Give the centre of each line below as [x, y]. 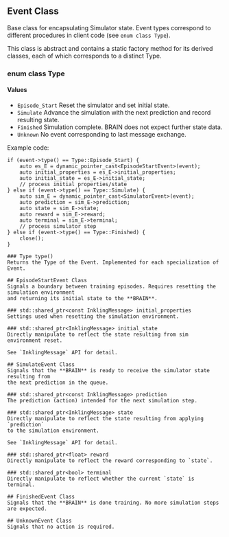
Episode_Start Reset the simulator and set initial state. [93, 105]
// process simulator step [58, 226]
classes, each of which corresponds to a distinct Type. [84, 56]
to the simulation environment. [53, 431]
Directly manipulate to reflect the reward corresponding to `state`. [110, 460]
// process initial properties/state [73, 184]
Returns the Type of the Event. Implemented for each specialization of [113, 262]
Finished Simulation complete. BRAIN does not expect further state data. [120, 127]
